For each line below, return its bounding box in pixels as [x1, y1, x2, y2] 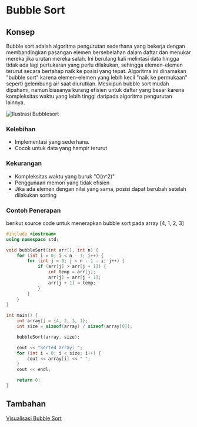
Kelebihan [6, 125, 36, 133]
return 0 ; [16, 378, 41, 383]
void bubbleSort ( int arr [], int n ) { [6, 247, 99, 253]
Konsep [6, 27, 35, 37]
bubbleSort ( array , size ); [16, 334, 81, 340]
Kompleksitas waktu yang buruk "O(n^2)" [14, 173, 115, 180]
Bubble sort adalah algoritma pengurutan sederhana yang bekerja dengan [6, 42, 185, 49]
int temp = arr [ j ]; [48, 269, 96, 275]
